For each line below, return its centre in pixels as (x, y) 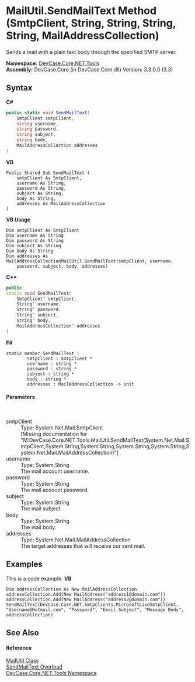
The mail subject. (41, 509)
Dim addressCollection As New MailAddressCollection (72, 589)
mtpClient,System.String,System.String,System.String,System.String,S (105, 446)
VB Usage (18, 219)
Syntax (19, 88)
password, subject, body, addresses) (62, 266)
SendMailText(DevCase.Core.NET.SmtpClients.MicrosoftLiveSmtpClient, (93, 605)
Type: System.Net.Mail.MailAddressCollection (76, 540)
